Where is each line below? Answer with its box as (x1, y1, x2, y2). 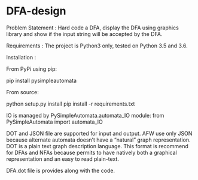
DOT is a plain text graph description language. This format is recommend (6, 142, 188, 149)
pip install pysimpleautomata (6, 77, 77, 84)
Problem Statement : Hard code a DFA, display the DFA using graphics (6, 24, 179, 31)
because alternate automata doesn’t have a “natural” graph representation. (6, 136, 191, 143)
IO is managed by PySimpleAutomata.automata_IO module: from (6, 112, 165, 119)
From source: (6, 88, 39, 95)
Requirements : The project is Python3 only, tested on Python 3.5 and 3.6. (6, 42, 188, 49)
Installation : (6, 53, 36, 61)
